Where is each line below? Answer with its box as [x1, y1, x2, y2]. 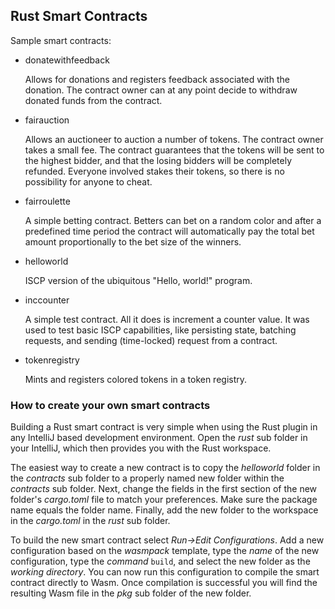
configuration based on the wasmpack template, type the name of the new [10, 545, 320, 557]
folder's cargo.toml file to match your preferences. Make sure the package [10, 494, 318, 506]
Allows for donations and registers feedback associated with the [24, 73, 290, 85]
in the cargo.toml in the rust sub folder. [10, 515, 171, 527]
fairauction [24, 114, 70, 126]
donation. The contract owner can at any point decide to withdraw [24, 84, 298, 96]
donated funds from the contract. [24, 94, 163, 106]
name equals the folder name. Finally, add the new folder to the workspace [10, 504, 319, 516]
